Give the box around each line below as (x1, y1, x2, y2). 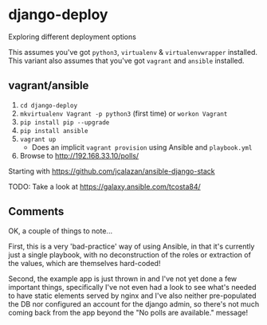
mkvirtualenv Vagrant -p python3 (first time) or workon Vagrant (19, 108, 228, 118)
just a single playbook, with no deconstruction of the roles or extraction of (8, 249, 251, 260)
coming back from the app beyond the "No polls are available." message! (8, 307, 249, 317)
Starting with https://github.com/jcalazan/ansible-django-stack (8, 166, 215, 176)
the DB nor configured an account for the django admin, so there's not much (8, 299, 260, 308)
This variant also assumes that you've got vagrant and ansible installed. (8, 56, 245, 65)
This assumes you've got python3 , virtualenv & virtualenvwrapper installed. (8, 47, 257, 57)
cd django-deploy (19, 101, 78, 109)
